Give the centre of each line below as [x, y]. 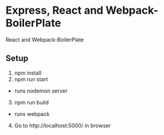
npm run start [31, 79]
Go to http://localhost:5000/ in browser [63, 125]
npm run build [31, 102]
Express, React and [54, 10]
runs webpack [32, 113]
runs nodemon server [41, 91]
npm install [28, 73]
